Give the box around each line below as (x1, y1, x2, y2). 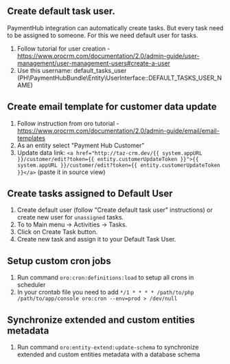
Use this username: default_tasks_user (16, 66, 127, 74)
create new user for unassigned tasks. (16, 213, 124, 222)
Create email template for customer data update (7, 101, 218, 113)
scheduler (16, 281, 46, 289)
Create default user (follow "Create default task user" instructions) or (16, 206, 213, 214)
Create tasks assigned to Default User (7, 188, 173, 200)
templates (16, 133, 46, 142)
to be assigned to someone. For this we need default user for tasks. (7, 31, 198, 39)
